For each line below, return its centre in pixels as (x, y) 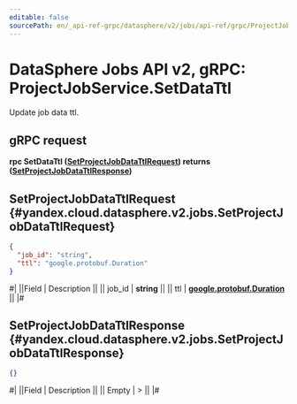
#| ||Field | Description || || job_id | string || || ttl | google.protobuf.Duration (147, 288)
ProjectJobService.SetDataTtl (121, 88)
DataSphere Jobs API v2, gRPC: (128, 69)
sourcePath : (31, 26)
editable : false (39, 17)
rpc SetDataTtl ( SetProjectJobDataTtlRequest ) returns (110, 162)
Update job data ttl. (44, 112)
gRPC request (48, 140)
